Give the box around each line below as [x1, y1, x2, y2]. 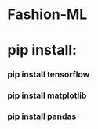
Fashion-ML [7, 5, 88, 23]
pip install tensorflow [7, 69, 90, 80]
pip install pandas [7, 111, 77, 122]
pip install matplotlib [7, 90, 87, 101]
